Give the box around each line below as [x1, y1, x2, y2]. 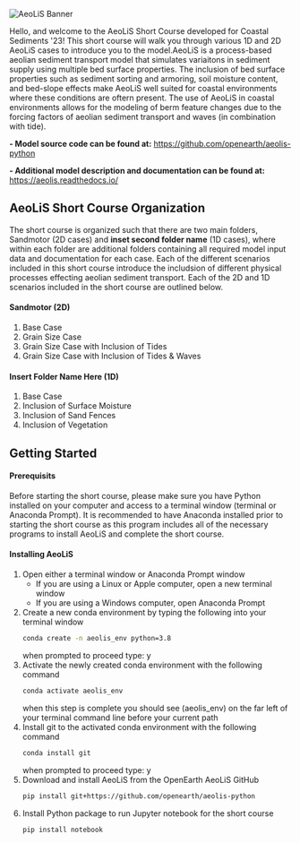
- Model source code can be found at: [9, 139, 152, 149]
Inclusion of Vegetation [21, 419, 108, 430]
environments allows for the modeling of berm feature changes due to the [9, 102, 282, 112]
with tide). [9, 121, 47, 132]
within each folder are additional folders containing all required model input [9, 243, 287, 254]
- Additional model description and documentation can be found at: [9, 166, 266, 176]
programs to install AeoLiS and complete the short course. [9, 529, 225, 539]
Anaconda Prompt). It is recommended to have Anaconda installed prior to [9, 509, 284, 520]
